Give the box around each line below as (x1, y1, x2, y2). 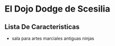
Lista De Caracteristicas (4, 23, 80, 31)
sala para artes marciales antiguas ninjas (11, 35, 94, 41)
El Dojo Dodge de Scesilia (4, 3, 111, 15)
